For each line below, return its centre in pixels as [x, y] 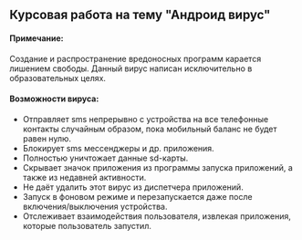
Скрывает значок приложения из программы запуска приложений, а [158, 167]
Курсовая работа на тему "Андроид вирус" [140, 15]
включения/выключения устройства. [95, 206]
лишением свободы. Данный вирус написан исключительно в [131, 68]
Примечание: [36, 38]
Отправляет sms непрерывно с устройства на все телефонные [146, 119]
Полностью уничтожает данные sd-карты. [105, 158]
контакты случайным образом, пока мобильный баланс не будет [150, 129]
